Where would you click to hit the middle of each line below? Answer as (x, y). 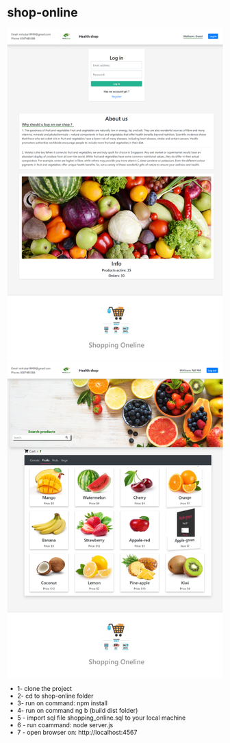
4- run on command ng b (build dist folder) (77, 711)
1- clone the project (44, 689)
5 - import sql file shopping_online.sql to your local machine (101, 718)
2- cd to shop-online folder (55, 696)
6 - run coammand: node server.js (65, 725)
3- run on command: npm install (62, 703)
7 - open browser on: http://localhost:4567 (77, 733)
